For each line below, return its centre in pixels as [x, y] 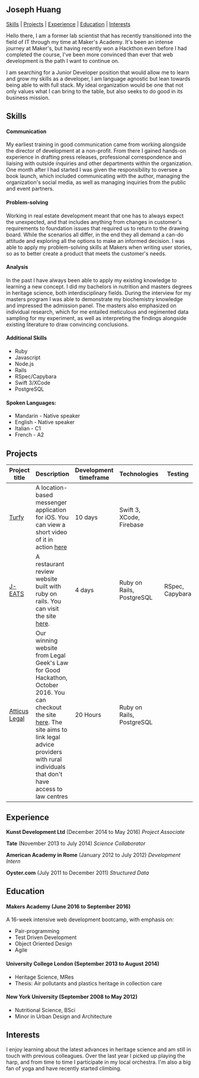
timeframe [94, 478]
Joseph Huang [34, 10]
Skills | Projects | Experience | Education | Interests [68, 24]
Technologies [139, 474]
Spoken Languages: [31, 403]
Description [52, 474]
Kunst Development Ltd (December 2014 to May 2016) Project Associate [96, 832]
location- [54, 488]
